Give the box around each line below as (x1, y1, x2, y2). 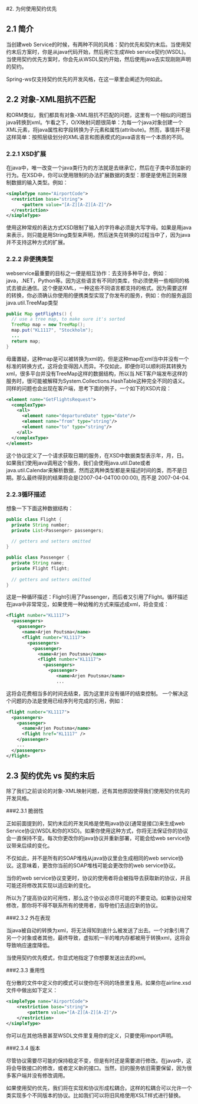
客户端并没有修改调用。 (11, 1072, 68, 1079)
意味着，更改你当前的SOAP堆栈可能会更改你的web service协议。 (21, 862, 179, 869)
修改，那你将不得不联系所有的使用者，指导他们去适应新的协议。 (6, 902, 161, 909)
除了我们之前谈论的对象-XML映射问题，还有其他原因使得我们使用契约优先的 (6, 788, 190, 795)
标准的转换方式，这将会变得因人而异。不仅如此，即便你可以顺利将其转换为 (6, 362, 187, 370)
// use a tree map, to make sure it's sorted (11, 316, 126, 322)
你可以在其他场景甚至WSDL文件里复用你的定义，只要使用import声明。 (6, 1032, 177, 1039)
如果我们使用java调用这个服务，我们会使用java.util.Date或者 (6, 459, 151, 466)
